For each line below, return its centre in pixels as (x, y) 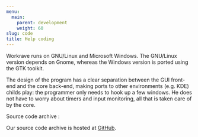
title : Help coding (30, 39)
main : (18, 17)
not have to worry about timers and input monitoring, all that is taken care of (99, 99)
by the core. (21, 105)
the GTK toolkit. (25, 68)
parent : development (42, 22)
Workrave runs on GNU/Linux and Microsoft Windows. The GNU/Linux (92, 56)
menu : (13, 12)
